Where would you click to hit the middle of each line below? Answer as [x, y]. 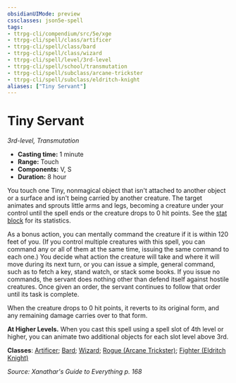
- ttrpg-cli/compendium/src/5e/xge [60, 34]
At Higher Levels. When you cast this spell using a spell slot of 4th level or [116, 329]
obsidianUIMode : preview [44, 14]
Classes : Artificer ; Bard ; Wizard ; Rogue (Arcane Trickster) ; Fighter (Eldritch [117, 350]
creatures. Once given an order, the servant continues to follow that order [114, 287]
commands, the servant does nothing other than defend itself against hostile [118, 279]
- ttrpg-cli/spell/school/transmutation [68, 66]
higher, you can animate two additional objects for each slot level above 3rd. [118, 337]
